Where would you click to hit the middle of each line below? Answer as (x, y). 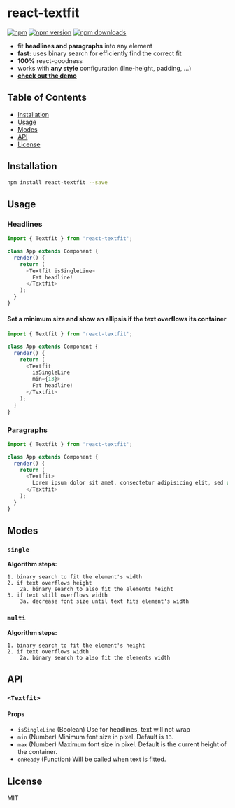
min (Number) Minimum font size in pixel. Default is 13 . (95, 737)
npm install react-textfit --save (58, 182)
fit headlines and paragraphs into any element (85, 46)
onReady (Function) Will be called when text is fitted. (92, 759)
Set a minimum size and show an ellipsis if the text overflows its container (117, 319)
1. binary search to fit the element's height (76, 646)
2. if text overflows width (48, 652)
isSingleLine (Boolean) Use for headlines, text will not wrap (104, 730)
